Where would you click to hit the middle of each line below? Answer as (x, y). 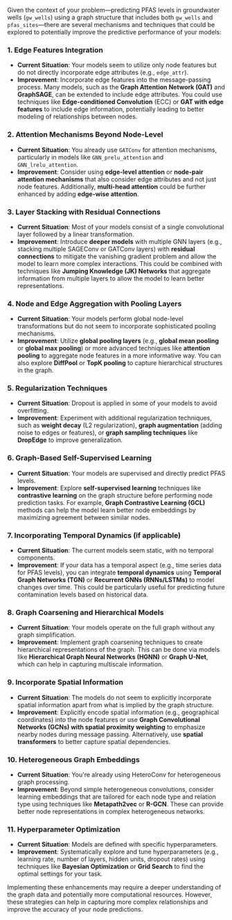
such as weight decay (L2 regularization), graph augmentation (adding (120, 425)
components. (36, 558)
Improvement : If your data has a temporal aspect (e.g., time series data (119, 565)
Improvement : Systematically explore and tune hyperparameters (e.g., (118, 852)
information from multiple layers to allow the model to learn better (111, 278)
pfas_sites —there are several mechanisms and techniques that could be (111, 25)
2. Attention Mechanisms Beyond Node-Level (85, 134)
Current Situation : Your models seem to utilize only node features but (117, 65)
